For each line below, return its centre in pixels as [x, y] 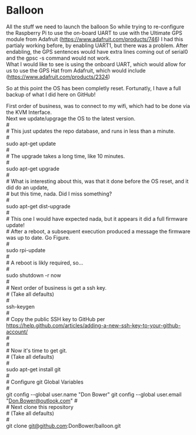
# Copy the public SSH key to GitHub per [56, 319]
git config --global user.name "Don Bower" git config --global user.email [94, 394]
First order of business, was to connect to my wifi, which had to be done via [98, 106]
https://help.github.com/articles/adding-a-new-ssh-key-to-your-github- [94, 325]
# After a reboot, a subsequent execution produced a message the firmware [98, 231]
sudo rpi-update [26, 250]
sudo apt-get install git [33, 369]
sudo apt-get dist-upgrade [38, 206]
